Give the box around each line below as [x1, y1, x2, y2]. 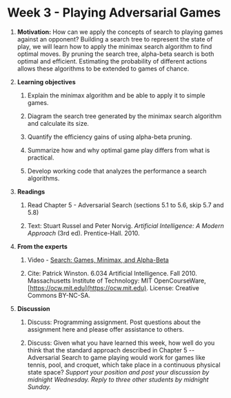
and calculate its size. [27, 119, 90, 127]
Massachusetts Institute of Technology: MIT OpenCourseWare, [27, 276, 207, 285]
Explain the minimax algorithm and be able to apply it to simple [27, 91, 205, 99]
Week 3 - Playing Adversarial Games [7, 5, 221, 21]
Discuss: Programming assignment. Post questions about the [27, 318, 201, 326]
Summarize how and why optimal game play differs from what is [27, 146, 210, 154]
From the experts [17, 242, 68, 250]
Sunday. [27, 382, 52, 391]
